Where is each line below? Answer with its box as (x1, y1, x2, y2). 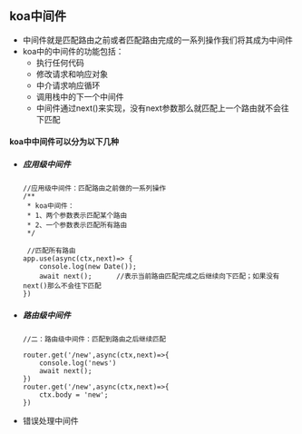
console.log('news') (39, 359, 117, 368)
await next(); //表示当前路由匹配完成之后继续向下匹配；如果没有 (39, 271, 280, 281)
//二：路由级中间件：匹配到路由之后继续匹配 (22, 335, 166, 344)
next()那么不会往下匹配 (22, 281, 102, 291)
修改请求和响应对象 (35, 68, 109, 79)
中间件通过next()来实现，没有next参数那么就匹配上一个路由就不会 (35, 103, 282, 113)
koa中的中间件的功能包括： (22, 45, 124, 56)
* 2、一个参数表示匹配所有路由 (26, 221, 128, 230)
